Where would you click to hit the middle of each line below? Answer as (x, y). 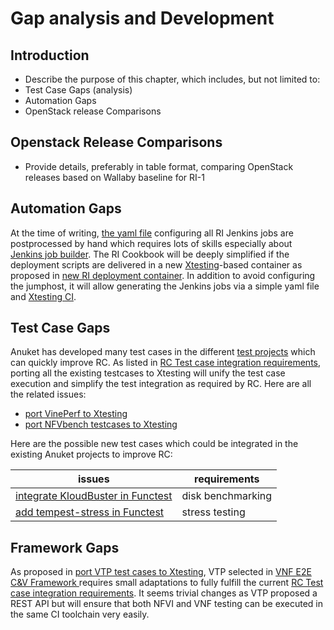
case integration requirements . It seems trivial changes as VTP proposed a (164, 593)
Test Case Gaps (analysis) (78, 90)
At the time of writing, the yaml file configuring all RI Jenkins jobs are (152, 233)
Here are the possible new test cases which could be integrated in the (154, 444)
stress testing (213, 512)
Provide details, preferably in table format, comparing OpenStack (159, 166)
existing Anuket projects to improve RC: (91, 454)
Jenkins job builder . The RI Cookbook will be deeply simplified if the (150, 254)
